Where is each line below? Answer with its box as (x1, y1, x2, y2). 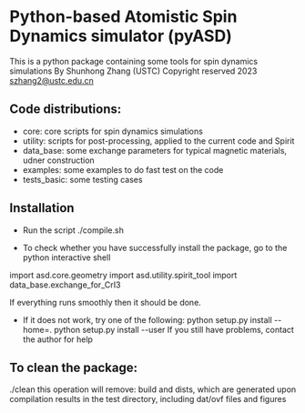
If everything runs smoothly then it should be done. (9, 297, 202, 307)
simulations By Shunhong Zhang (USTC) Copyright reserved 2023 (9, 65, 258, 76)
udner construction (22, 155, 96, 166)
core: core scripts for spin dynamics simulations (22, 126, 203, 136)
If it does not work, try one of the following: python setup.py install (22, 314, 273, 325)
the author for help (22, 334, 94, 345)
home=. (22, 324, 53, 335)
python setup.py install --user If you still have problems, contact (54, 324, 294, 335)
